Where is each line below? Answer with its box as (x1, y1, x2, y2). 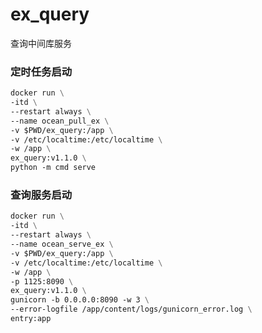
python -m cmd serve (10, 163, 97, 173)
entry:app (10, 314, 52, 324)
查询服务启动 (10, 188, 73, 202)
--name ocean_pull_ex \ (10, 116, 110, 126)
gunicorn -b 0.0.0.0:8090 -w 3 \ (10, 295, 150, 305)
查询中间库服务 (10, 37, 72, 49)
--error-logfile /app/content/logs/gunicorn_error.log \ (10, 304, 253, 315)
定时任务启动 (10, 64, 73, 78)
